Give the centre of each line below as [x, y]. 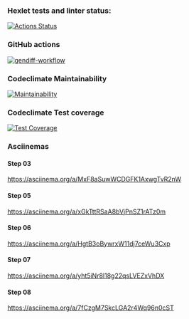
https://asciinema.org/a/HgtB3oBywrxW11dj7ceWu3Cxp [89, 244]
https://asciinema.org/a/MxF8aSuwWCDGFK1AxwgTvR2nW [94, 179]
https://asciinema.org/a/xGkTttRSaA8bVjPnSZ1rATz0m [87, 211]
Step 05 [19, 195]
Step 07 [19, 260]
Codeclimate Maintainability [57, 78]
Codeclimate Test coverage [56, 113]
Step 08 [20, 292]
